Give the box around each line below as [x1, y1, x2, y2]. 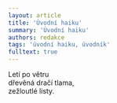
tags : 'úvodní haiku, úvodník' [8, 41, 111, 49]
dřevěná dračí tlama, [8, 78, 75, 87]
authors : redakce [8, 33, 65, 42]
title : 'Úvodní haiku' [8, 19, 82, 27]
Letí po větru [8, 70, 49, 79]
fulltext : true [8, 48, 58, 56]
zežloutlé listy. [8, 86, 55, 95]
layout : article [8, 11, 61, 20]
